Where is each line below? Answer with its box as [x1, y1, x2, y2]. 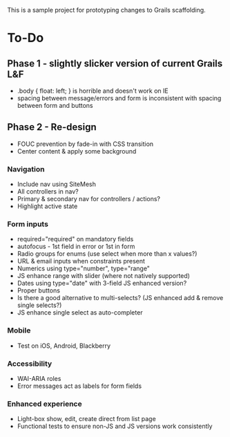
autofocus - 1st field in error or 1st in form [17, 242, 135, 251]
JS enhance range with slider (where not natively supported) [17, 272, 190, 280]
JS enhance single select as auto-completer [17, 308, 143, 317]
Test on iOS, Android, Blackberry [17, 342, 111, 350]
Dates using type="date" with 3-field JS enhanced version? [17, 279, 187, 288]
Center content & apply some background [17, 147, 137, 155]
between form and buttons [17, 102, 93, 109]
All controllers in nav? [17, 187, 79, 196]
